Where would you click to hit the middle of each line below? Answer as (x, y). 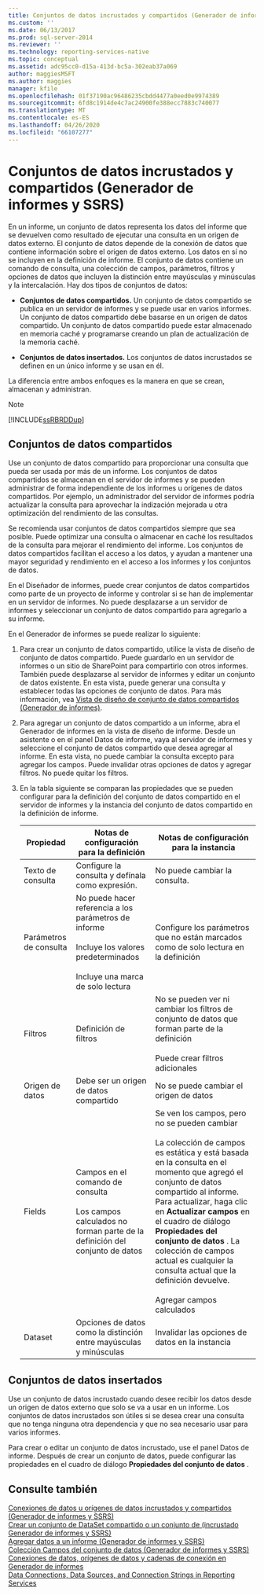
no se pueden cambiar (196, 1123)
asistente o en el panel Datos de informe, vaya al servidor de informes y (136, 740)
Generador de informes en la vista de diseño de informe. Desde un (127, 731)
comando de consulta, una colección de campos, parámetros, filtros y (122, 268)
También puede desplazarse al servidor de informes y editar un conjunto (137, 674)
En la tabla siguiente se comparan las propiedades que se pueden (126, 788)
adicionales (176, 1068)
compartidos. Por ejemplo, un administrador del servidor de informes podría (131, 497)
